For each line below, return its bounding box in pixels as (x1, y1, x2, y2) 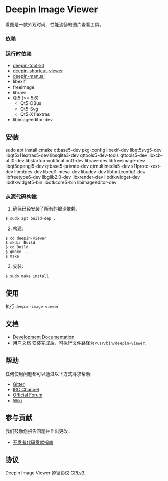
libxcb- (148, 152, 163, 158)
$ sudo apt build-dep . (5, 216, 56, 221)
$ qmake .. (5, 249, 29, 255)
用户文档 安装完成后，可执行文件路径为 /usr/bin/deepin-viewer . (12, 340, 147, 346)
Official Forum (12, 392, 43, 398)
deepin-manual (12, 73, 45, 79)
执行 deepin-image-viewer (5, 303, 59, 309)
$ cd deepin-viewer (5, 236, 47, 241)
